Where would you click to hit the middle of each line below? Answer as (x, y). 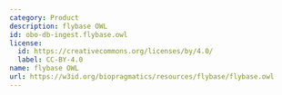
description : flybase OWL (58, 26)
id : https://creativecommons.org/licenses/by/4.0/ (116, 52)
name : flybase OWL (44, 69)
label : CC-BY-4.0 (50, 60)
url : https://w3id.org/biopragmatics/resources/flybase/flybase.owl (142, 77)
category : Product (44, 18)
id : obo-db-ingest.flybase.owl (69, 34)
